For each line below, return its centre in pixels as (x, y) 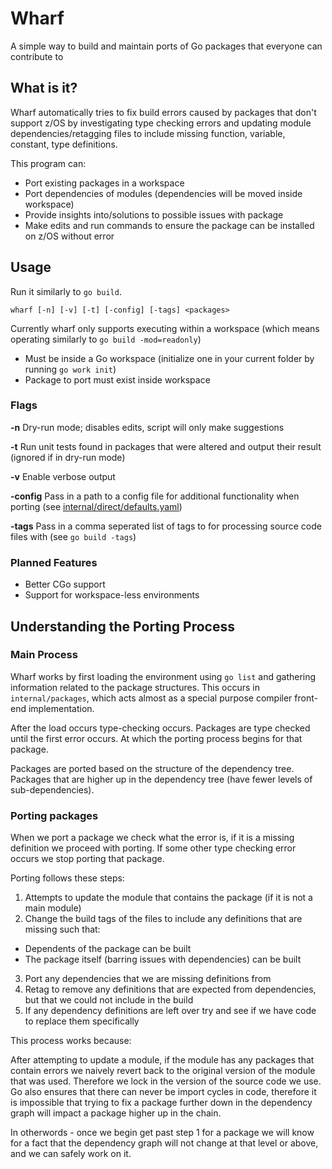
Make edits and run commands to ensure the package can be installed (169, 225)
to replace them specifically (82, 1021)
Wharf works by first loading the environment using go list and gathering (163, 676)
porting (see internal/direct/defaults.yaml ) (96, 506)
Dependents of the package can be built (108, 949)
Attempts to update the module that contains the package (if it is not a (168, 898)
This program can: (48, 163)
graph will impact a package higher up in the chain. (116, 1113)
